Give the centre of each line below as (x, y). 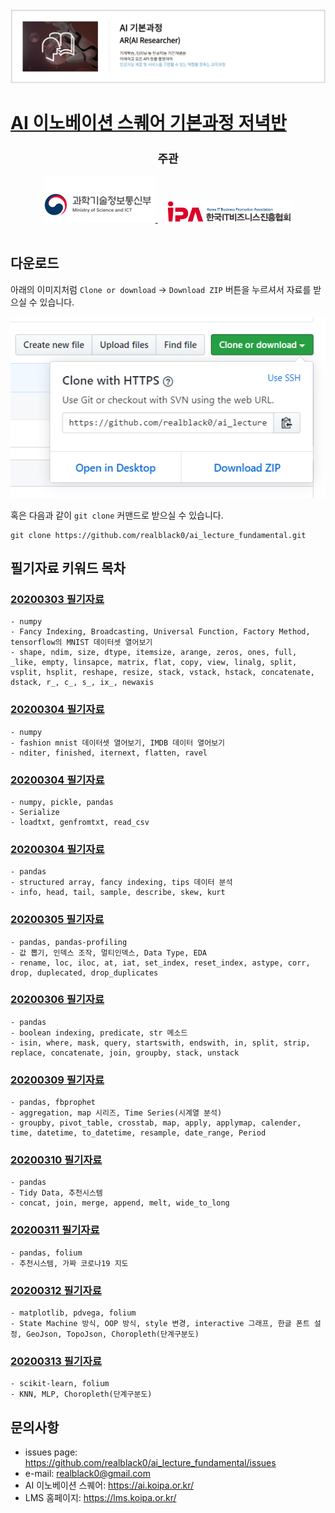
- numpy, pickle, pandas (62, 802)
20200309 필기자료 (57, 1080)
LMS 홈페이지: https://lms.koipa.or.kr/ (100, 1498)
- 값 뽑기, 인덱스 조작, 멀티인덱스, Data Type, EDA (109, 953)
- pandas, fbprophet (53, 1103)
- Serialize (35, 812)
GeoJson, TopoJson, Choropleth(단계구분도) (113, 1334)
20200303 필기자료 (57, 599)
